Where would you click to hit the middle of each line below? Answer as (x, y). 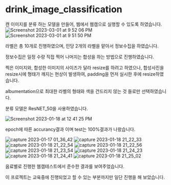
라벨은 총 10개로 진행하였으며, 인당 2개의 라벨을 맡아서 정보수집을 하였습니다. (82, 46)
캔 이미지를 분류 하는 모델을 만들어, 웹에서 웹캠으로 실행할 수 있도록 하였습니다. (84, 24)
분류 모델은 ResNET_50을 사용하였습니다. (47, 108)
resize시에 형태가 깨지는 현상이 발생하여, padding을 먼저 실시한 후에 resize (81, 74)
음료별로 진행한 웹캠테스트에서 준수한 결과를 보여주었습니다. (65, 166)
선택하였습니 (154, 91)
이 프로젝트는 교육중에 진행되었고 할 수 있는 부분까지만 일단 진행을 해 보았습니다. (85, 177)
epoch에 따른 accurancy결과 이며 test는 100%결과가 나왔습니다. (70, 129)
